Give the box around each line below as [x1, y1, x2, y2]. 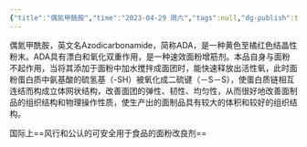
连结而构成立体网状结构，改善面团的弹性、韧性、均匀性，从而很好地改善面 [9, 85, 290, 96]
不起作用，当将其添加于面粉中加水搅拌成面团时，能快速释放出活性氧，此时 [9, 62, 290, 73]
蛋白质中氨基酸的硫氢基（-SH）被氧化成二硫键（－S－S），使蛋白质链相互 [16, 74, 295, 85]
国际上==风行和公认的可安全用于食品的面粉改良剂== [9, 127, 207, 138]
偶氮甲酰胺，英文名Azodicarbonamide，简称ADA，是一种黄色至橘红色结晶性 [9, 39, 298, 50]
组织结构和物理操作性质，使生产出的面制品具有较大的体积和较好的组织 [25, 97, 290, 108]
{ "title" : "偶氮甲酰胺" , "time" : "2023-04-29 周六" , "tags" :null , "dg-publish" [9, 13, 291, 23]
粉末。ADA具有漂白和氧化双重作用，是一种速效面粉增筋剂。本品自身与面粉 [9, 51, 291, 62]
